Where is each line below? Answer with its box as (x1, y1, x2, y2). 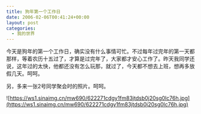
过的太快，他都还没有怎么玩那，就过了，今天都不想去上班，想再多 (26, 63, 190, 70)
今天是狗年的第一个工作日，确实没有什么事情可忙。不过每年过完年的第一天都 (6, 48, 195, 55)
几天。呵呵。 (11, 70, 43, 77)
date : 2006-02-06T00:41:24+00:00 (6, 14, 90, 20)
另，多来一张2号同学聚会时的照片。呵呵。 (6, 83, 109, 90)
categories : (6, 25, 36, 31)
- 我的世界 (11, 31, 35, 37)
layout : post (6, 20, 39, 26)
